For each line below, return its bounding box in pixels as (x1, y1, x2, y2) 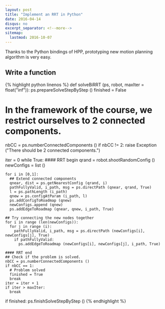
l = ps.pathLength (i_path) (9, 189, 68, 194)
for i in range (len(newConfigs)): (5, 219, 79, 224)
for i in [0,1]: (5, 172, 39, 177)
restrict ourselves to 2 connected (5, 115, 145, 126)
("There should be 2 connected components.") (5, 147, 101, 153)
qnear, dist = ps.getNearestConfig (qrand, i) (9, 180, 108, 186)
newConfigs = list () (5, 162, 46, 168)
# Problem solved (9, 267, 46, 273)
